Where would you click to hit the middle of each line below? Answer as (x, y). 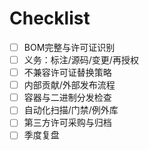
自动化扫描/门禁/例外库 (71, 110)
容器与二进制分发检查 (67, 98)
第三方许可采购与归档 (67, 123)
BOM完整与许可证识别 (69, 47)
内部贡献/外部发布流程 (69, 85)
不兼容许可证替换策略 (67, 73)
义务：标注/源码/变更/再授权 (81, 60)
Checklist (50, 18)
